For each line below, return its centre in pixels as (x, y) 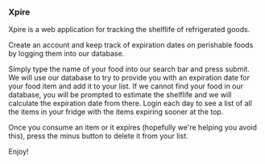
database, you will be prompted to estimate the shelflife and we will (120, 95)
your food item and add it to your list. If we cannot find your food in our (126, 86)
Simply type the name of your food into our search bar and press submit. (129, 69)
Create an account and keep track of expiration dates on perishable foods (131, 45)
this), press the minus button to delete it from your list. (98, 136)
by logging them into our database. (66, 54)
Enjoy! (19, 152)
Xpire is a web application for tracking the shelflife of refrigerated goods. (129, 30)
